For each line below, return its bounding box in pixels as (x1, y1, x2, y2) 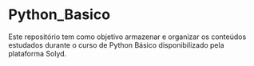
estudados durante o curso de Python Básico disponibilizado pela (8, 40, 225, 49)
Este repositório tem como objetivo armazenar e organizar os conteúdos (8, 32, 247, 41)
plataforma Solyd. (8, 49, 67, 58)
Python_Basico (8, 6, 110, 24)
